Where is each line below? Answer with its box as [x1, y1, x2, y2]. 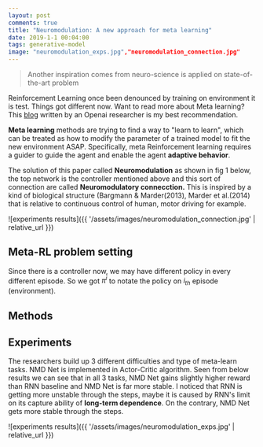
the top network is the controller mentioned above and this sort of [8, 174, 221, 183]
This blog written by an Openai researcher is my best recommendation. [8, 110, 238, 119]
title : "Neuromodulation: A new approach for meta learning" [8, 26, 213, 34]
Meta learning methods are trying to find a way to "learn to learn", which [8, 125, 244, 135]
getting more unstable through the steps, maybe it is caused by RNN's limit [8, 390, 250, 400]
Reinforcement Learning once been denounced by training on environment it [8, 94, 256, 102]
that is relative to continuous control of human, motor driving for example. [8, 199, 247, 209]
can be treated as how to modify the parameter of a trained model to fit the [8, 134, 251, 142]
